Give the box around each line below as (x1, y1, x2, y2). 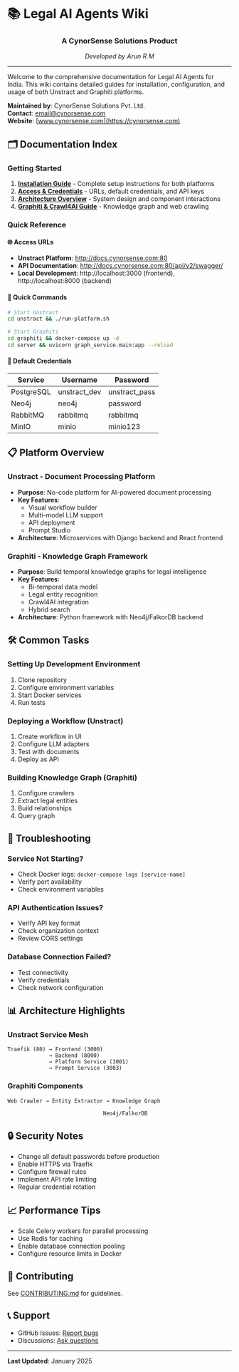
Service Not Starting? (7, 853, 84, 863)
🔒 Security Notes (7, 1130, 84, 1142)
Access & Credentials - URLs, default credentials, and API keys (17, 187, 205, 196)
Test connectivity (17, 968, 69, 976)
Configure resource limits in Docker (17, 1249, 122, 1258)
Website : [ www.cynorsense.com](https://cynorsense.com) (7, 117, 181, 125)
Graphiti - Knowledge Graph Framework (7, 551, 148, 561)
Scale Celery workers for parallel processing (17, 1227, 149, 1235)
